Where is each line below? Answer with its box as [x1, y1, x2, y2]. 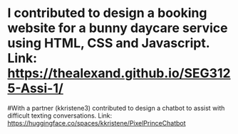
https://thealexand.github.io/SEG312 [7, 65, 231, 82]
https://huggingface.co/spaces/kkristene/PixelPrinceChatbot [7, 118, 187, 127]
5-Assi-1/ [7, 80, 64, 96]
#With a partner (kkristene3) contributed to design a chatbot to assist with [7, 104, 225, 112]
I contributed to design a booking [7, 5, 207, 21]
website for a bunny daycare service [7, 20, 228, 36]
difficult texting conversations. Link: [7, 111, 113, 120]
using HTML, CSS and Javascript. [7, 35, 210, 51]
